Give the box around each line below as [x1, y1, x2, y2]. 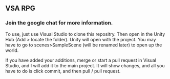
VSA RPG [5, 4, 35, 13]
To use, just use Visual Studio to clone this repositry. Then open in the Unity [5, 31, 165, 37]
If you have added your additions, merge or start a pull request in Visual [5, 57, 156, 63]
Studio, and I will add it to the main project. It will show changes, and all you [5, 62, 165, 68]
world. [5, 47, 19, 53]
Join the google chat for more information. [5, 19, 113, 27]
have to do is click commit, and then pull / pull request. [5, 68, 121, 74]
